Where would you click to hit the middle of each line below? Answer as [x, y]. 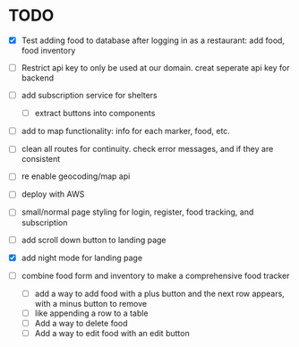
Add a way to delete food [81, 323]
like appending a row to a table [91, 313]
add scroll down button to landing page [94, 240]
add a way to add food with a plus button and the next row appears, [160, 293]
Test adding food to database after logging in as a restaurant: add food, [153, 40]
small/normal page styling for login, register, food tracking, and [137, 212]
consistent [41, 159]
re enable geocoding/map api [76, 176]
